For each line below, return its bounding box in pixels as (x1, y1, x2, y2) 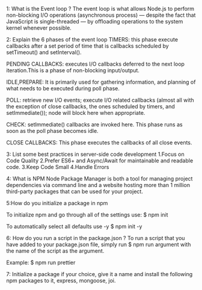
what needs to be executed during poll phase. (6, 85, 120, 92)
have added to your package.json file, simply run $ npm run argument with (6, 241, 191, 248)
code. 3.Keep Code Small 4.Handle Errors (6, 164, 109, 170)
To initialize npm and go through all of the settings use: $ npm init (6, 211, 168, 218)
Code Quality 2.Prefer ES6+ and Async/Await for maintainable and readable (6, 157, 194, 164)
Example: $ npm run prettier (6, 259, 76, 266)
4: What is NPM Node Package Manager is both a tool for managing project (6, 175, 193, 182)
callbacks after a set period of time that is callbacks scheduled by (6, 42, 170, 49)
